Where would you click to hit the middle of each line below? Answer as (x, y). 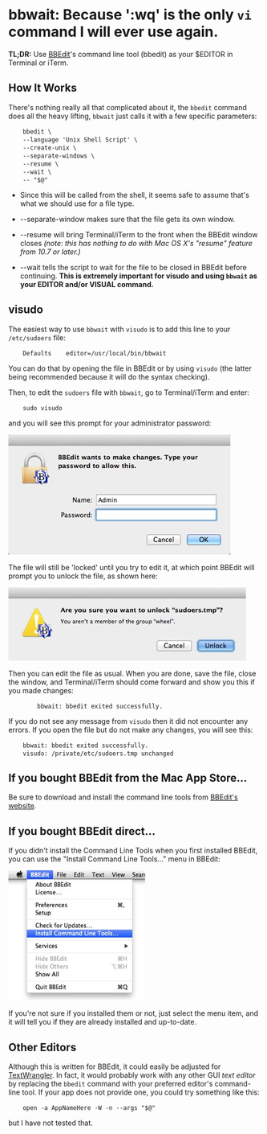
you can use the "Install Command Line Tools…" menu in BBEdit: (114, 859)
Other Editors (42, 1047)
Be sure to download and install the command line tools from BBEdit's (123, 797)
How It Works (43, 88)
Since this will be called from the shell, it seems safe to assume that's (135, 195)
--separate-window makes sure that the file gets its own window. (127, 219)
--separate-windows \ (59, 156)
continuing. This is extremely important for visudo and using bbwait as (139, 276)
